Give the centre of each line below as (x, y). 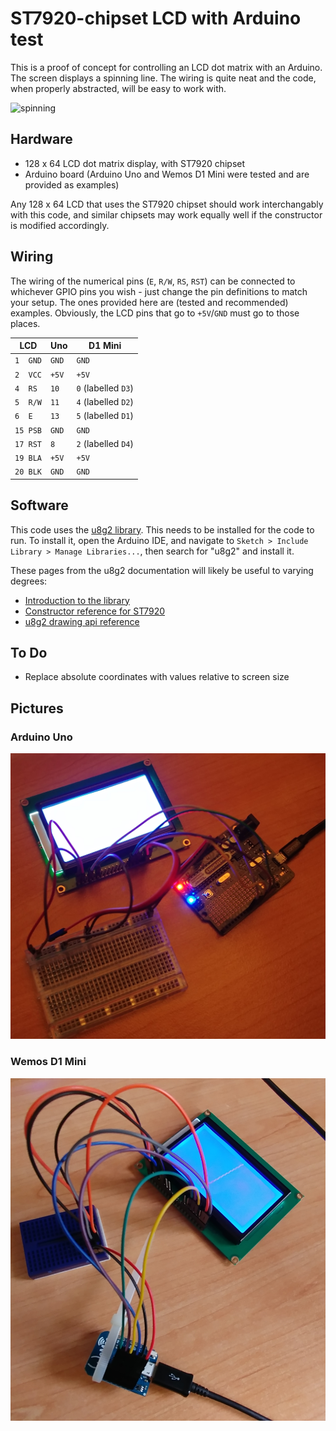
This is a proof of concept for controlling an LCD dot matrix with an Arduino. (166, 67)
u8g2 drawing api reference (82, 621)
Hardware (41, 139)
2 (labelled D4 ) (105, 443)
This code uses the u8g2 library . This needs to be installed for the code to (162, 529)
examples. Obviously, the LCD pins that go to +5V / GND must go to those (155, 313)
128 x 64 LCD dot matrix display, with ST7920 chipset (135, 163)
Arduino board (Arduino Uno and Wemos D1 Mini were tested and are (167, 174)
